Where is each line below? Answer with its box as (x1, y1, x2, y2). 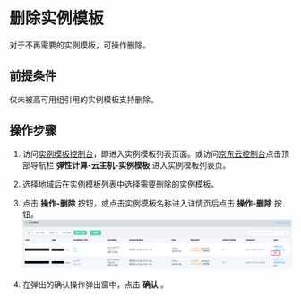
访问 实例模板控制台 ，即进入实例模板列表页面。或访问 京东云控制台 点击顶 (21, 148, 289, 159)
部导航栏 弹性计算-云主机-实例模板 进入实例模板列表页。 (21, 159, 231, 171)
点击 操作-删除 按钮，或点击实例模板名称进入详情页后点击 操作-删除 (21, 197, 272, 208)
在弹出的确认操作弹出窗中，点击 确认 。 (21, 279, 168, 290)
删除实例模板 (9, 8, 105, 29)
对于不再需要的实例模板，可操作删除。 (9, 39, 150, 50)
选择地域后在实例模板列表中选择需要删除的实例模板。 (21, 179, 219, 189)
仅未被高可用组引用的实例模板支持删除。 (9, 93, 159, 104)
